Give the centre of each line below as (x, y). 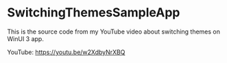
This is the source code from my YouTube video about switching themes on (114, 32)
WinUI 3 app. (26, 38)
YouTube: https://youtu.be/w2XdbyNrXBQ (66, 52)
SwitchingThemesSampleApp (94, 13)
